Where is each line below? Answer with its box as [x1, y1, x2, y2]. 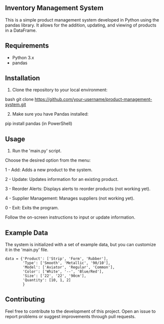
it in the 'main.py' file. [5, 247, 48, 253]
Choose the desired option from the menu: [5, 157, 91, 163]
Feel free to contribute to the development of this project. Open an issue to [5, 308, 156, 314]
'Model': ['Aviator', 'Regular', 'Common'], [23, 265, 115, 270]
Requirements [5, 42, 49, 50]
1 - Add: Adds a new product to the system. [5, 167, 93, 173]
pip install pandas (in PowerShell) [5, 121, 72, 126]
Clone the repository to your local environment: [12, 87, 108, 93]
